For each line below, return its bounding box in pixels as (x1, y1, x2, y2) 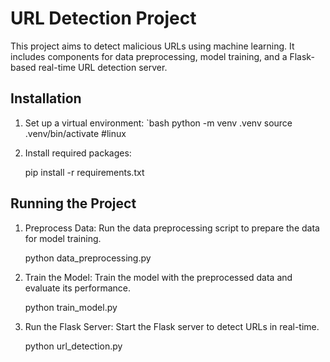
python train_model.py (24, 301, 118, 313)
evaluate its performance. (24, 282, 132, 294)
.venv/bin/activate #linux (24, 127, 127, 139)
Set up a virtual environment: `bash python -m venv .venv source (24, 117, 293, 129)
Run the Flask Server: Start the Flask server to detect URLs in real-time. (24, 320, 320, 332)
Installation (10, 90, 82, 107)
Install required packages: (24, 147, 132, 159)
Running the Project (10, 195, 137, 212)
